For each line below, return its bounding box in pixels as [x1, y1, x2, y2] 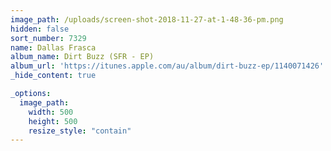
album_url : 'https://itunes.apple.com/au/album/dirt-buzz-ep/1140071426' [10, 61, 325, 71]
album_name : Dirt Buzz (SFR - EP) [10, 52, 155, 62]
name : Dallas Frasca [10, 42, 97, 53]
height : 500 [28, 116, 78, 126]
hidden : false [10, 24, 70, 34]
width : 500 [28, 107, 74, 117]
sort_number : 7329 [10, 33, 87, 43]
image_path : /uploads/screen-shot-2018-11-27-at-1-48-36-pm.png [10, 14, 284, 25]
